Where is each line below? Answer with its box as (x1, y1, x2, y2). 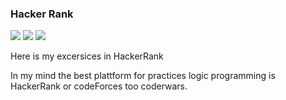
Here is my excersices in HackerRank (10, 50, 164, 62)
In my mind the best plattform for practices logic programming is (10, 70, 276, 82)
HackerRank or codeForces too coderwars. (10, 80, 188, 92)
